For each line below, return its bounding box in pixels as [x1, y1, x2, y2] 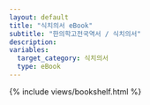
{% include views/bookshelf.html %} [9, 86, 142, 97]
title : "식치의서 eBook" [9, 21, 94, 30]
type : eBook [17, 63, 62, 71]
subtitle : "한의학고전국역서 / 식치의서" [9, 29, 141, 38]
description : [9, 37, 57, 47]
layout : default [9, 12, 69, 22]
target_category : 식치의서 [17, 54, 109, 63]
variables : [9, 46, 49, 55]
